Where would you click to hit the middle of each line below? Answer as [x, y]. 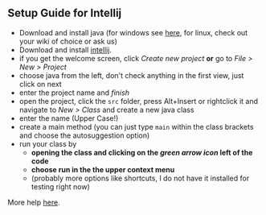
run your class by [48, 143]
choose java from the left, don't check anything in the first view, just [131, 75]
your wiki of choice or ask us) [68, 41]
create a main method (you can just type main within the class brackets [136, 126]
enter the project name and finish [74, 93]
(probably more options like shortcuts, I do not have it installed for [140, 178]
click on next [40, 84]
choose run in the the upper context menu [103, 169]
